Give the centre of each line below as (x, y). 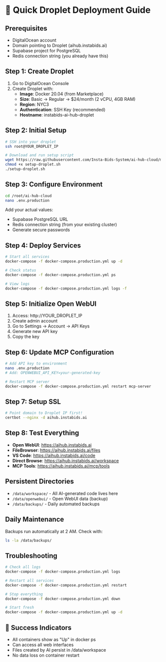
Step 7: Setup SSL (33, 401)
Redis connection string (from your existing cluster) (64, 225)
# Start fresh (20, 608)
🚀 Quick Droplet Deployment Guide (78, 10)
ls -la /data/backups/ (28, 540)
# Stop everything (24, 594)
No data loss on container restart (46, 655)
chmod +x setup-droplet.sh (33, 165)
